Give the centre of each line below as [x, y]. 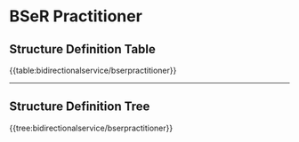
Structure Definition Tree [80, 107]
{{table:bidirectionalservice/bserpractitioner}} [93, 70]
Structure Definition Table [82, 49]
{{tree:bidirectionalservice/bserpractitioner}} [91, 128]
